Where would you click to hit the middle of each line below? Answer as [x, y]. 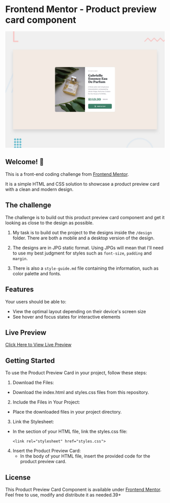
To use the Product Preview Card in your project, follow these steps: [76, 373]
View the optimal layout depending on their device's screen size [79, 311]
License [18, 477]
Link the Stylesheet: [33, 422]
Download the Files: [33, 383]
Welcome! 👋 [25, 162]
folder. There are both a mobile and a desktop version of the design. [83, 238]
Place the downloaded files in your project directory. [67, 412]
